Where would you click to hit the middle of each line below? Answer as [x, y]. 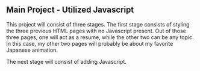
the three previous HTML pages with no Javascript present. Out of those [96, 31]
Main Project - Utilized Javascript [70, 10]
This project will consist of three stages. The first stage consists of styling [98, 24]
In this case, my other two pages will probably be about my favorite [90, 43]
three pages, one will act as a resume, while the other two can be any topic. [100, 37]
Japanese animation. [32, 50]
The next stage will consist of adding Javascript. [66, 61]
